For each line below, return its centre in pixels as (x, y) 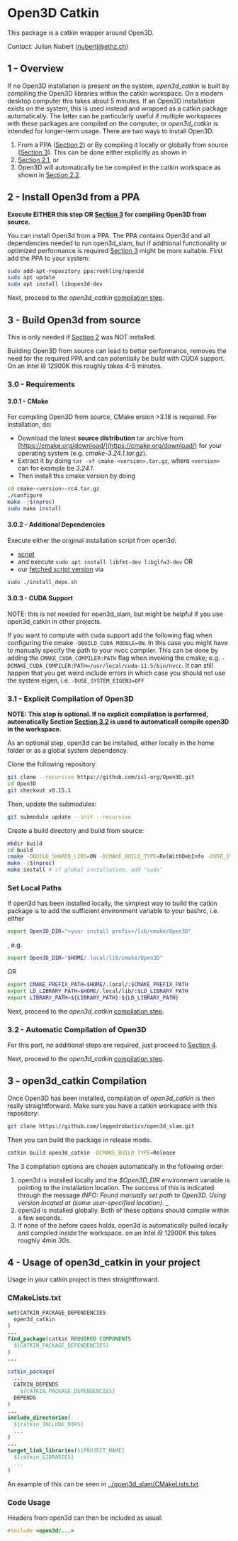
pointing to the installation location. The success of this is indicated (116, 1187)
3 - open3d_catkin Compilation (77, 1081)
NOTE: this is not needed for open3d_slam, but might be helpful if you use (115, 614)
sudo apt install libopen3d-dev (55, 284)
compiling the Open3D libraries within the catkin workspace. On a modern (115, 93)
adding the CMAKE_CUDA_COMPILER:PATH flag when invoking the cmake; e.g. (114, 658)
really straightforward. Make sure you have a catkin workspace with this (112, 1105)
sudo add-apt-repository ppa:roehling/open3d (75, 271)
